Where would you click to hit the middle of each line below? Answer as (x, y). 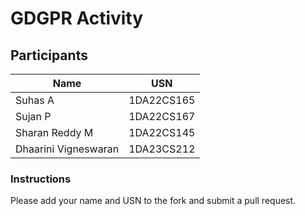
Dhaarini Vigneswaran (67, 149)
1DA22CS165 (162, 100)
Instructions (41, 179)
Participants (49, 55)
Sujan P (33, 116)
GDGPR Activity (77, 18)
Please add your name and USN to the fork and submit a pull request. (153, 201)
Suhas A (35, 100)
